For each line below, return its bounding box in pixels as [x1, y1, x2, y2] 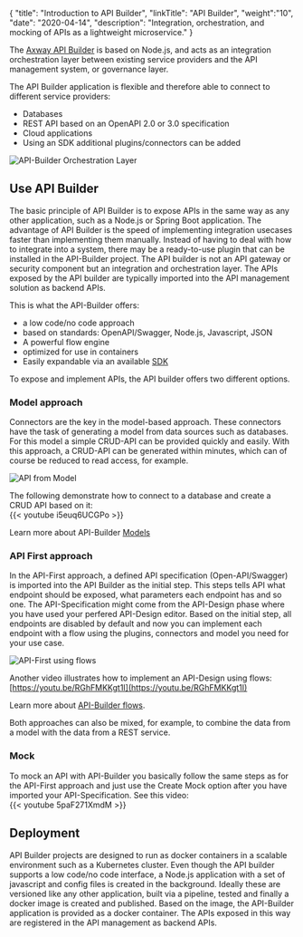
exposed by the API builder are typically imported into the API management [9, 272, 289, 284]
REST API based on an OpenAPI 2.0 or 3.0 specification [22, 118, 230, 129]
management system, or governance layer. [9, 63, 169, 74]
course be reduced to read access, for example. [9, 455, 189, 466]
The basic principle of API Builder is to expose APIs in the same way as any [9, 205, 289, 216]
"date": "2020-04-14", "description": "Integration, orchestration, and [9, 17, 265, 28]
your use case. [9, 638, 65, 649]
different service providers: [9, 91, 111, 101]
